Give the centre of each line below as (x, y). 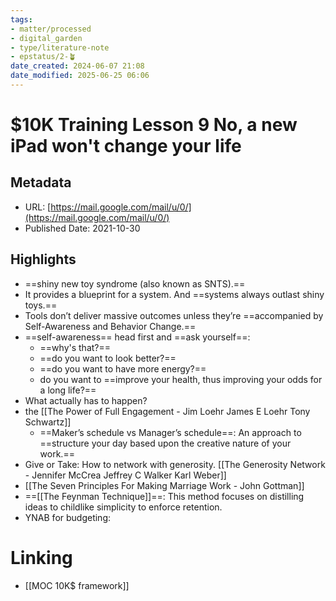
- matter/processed (51, 29)
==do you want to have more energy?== (123, 368)
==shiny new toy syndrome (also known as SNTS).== (135, 283)
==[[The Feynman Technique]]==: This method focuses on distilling (164, 496)
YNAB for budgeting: (68, 517)
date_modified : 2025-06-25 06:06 (80, 76)
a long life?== (68, 390)
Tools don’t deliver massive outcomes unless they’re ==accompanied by (174, 315)
